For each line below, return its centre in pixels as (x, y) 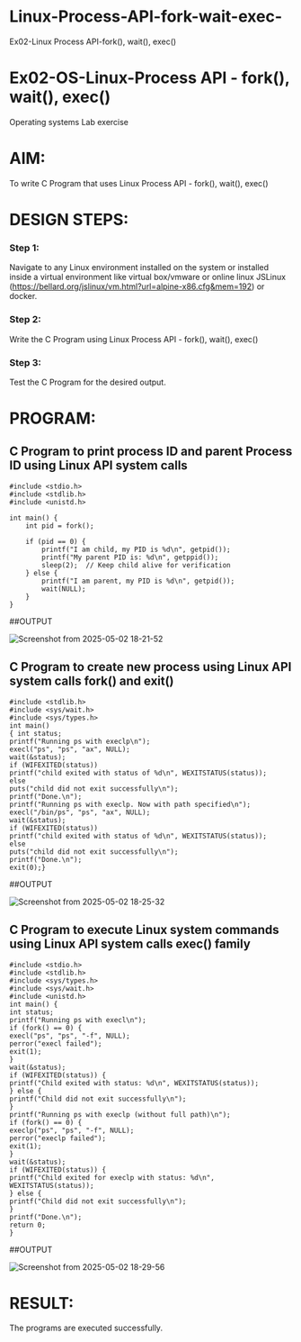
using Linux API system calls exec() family (130, 944)
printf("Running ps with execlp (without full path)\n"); (120, 1114)
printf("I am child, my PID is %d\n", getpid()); (136, 549)
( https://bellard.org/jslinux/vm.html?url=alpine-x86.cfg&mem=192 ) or (137, 286)
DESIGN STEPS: (69, 220)
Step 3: (26, 362)
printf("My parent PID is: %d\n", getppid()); (130, 557)
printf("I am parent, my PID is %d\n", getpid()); (138, 581)
